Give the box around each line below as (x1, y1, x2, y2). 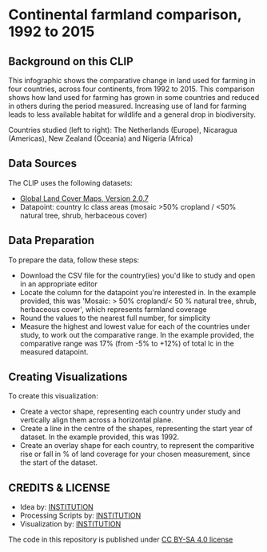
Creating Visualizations (8, 370, 128, 384)
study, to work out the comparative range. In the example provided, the (19, 330, 254, 339)
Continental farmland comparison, (8, 6, 242, 24)
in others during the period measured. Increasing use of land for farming (8, 102, 247, 110)
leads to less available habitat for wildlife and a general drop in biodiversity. (8, 110, 256, 119)
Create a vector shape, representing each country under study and (19, 406, 241, 417)
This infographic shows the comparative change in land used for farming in (8, 76, 256, 85)
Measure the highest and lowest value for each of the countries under (19, 322, 250, 331)
